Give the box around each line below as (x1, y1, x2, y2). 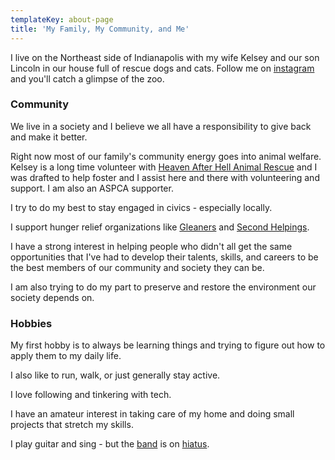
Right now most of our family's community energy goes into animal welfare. (10, 150, 322, 162)
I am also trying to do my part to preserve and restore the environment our (10, 281, 317, 293)
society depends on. (10, 291, 95, 303)
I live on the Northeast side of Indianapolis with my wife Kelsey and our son (10, 51, 320, 63)
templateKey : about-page (10, 14, 114, 25)
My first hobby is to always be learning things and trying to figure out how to (10, 339, 326, 351)
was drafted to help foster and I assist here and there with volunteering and (10, 171, 320, 183)
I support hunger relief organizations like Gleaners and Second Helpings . (10, 221, 310, 233)
